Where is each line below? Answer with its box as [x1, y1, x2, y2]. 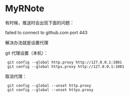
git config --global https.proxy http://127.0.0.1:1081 [7, 64, 125, 69]
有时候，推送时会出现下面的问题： [5, 20, 74, 25]
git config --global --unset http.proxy [7, 83, 92, 88]
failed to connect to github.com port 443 [5, 29, 88, 35]
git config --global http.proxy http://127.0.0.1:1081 [7, 60, 122, 65]
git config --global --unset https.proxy [7, 87, 94, 92]
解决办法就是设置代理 [5, 40, 48, 46]
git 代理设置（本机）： [5, 50, 48, 56]
